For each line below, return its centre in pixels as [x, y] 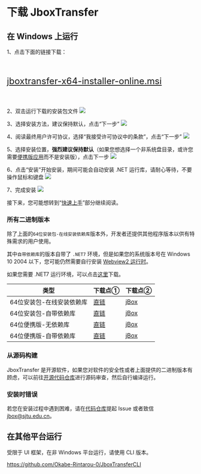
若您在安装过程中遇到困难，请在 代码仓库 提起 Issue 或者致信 [80, 408]
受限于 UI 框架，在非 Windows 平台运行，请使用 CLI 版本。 [79, 452]
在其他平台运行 [34, 436]
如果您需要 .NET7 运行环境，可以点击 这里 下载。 [66, 274]
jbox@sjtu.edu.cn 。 [31, 416]
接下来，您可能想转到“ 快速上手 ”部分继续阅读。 [64, 202]
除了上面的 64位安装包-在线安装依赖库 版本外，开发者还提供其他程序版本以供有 [98, 234]
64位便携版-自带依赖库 [43, 336]
